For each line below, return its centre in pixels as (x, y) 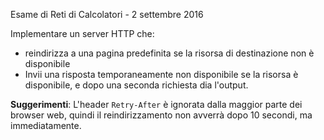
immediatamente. (46, 125)
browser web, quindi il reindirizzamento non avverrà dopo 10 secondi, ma (161, 115)
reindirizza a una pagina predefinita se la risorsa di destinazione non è (169, 53)
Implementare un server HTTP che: (82, 33)
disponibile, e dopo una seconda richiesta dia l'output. (136, 85)
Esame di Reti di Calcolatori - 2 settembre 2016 (107, 14)
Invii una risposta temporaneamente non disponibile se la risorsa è (161, 74)
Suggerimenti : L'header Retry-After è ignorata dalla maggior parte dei (156, 104)
